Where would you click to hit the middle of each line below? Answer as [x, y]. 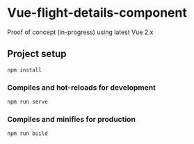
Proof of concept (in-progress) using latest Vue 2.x [81, 32]
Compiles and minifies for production [71, 119]
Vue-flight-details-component [97, 13]
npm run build [28, 134]
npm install [24, 70]
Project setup [37, 54]
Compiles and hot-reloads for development [82, 87]
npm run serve [28, 102]
